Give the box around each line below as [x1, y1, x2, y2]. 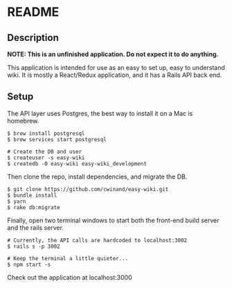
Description [7, 32, 59, 44]
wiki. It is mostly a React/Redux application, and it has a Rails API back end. [7, 71, 222, 79]
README [7, 4, 60, 20]
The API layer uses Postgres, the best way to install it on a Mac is [7, 109, 193, 118]
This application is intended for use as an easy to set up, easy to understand [7, 64, 225, 71]
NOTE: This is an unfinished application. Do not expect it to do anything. [7, 50, 219, 58]
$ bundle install [7, 192, 57, 199]
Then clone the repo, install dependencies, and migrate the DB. [7, 172, 188, 181]
